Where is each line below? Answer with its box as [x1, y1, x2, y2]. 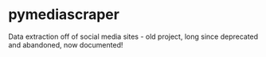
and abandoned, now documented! [8, 40, 123, 49]
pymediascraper [8, 6, 119, 24]
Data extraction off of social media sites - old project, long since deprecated [8, 32, 259, 41]
